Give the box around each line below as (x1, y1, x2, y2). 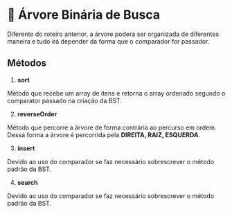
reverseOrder (17, 109, 57, 118)
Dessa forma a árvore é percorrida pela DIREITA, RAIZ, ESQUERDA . (7, 130, 201, 139)
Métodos (7, 57, 47, 69)
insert (17, 144, 35, 152)
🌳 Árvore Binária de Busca (7, 7, 161, 23)
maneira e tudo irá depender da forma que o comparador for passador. (7, 37, 210, 45)
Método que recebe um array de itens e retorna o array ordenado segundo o (7, 89, 226, 97)
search (17, 178, 38, 186)
